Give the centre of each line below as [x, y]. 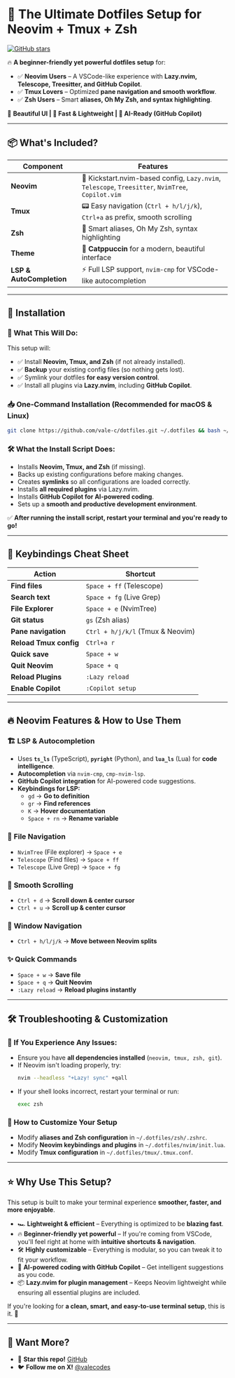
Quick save [30, 654]
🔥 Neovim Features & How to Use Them [94, 721]
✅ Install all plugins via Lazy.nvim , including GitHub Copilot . [105, 386]
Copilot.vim [101, 195]
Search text [30, 597]
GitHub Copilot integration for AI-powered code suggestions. [106, 781]
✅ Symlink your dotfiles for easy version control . [88, 377]
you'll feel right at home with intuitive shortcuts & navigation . [107, 1242]
